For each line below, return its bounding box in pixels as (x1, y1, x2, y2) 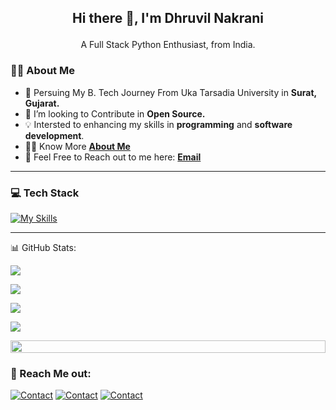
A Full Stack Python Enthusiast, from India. (80, 39, 256, 51)
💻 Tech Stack (10, 186, 80, 200)
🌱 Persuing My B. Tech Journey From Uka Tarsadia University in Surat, (24, 86, 317, 98)
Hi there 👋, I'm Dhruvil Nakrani (72, 10, 264, 27)
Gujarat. (24, 97, 60, 109)
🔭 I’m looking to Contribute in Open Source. (24, 107, 206, 120)
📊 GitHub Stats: (10, 241, 77, 253)
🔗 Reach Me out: (10, 366, 92, 380)
